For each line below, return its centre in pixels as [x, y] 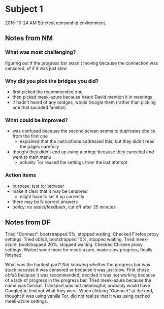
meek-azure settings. [27, 301]
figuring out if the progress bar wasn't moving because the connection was [82, 63]
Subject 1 [24, 9]
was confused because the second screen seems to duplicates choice [84, 131]
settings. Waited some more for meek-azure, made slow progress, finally [79, 250]
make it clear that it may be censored [50, 191]
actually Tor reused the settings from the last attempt [73, 162]
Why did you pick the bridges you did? [52, 81]
